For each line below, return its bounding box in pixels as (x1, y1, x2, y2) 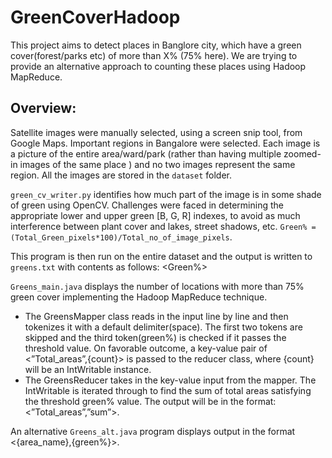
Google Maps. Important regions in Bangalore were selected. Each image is (10, 137, 321, 149)
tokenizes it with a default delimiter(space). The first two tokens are (24, 321, 303, 333)
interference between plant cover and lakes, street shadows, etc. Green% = (10, 220, 317, 232)
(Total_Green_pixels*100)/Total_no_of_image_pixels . (10, 231, 233, 243)
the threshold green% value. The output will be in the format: (24, 395, 277, 407)
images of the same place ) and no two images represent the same (19, 158, 296, 170)
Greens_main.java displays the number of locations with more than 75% (10, 280, 305, 292)
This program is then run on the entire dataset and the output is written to (10, 250, 313, 262)
